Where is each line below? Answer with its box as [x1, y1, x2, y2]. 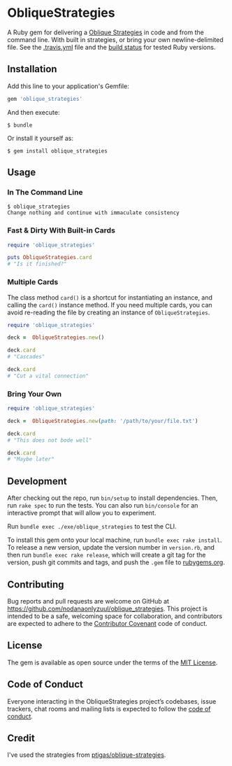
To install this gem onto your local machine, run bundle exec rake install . [7, 536, 222, 544]
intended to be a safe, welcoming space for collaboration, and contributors [7, 611, 222, 620]
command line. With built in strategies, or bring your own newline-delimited [7, 35, 224, 43]
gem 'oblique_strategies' [7, 95, 82, 102]
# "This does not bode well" [7, 436, 92, 444]
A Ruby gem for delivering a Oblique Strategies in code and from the [7, 28, 204, 36]
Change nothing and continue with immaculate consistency [7, 209, 180, 216]
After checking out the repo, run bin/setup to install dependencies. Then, [7, 494, 218, 502]
